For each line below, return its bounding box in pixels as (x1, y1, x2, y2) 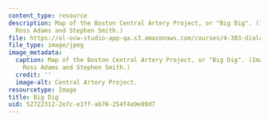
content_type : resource (8, 11, 88, 20)
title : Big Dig (8, 93, 59, 101)
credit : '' (15, 71, 52, 79)
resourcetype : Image (8, 85, 78, 94)
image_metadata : (8, 49, 62, 57)
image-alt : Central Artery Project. (15, 78, 138, 86)
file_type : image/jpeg (8, 41, 84, 49)
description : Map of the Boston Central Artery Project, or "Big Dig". (8, 19, 252, 27)
